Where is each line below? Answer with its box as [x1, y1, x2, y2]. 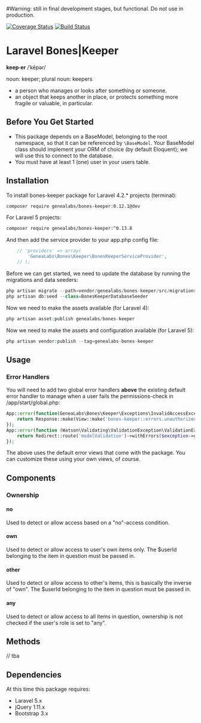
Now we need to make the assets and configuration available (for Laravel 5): [6, 326, 194, 334]
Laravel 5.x [14, 697, 42, 704]
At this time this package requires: [6, 685, 91, 693]
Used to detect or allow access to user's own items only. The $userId [6, 546, 177, 553]
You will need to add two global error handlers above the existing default [6, 386, 186, 394]
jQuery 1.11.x [14, 703, 45, 711]
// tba [6, 652, 20, 660]
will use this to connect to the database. [14, 152, 114, 159]
